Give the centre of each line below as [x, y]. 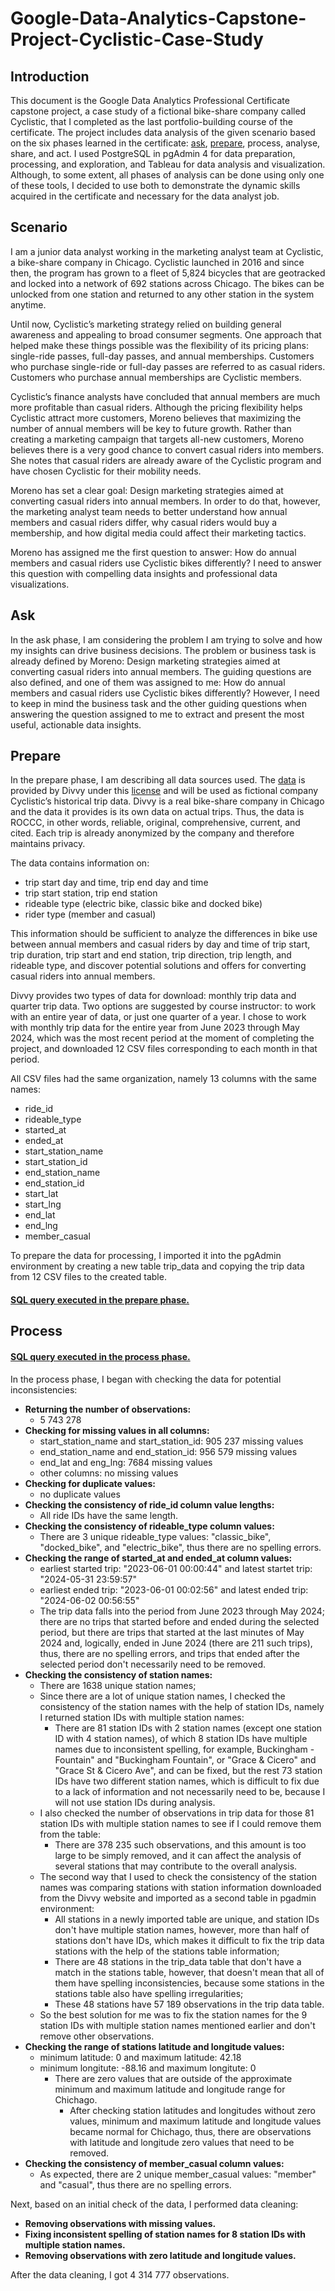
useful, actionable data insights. [76, 724]
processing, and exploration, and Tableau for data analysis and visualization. [168, 164]
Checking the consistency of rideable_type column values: [149, 1526]
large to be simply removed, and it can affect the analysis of [178, 1855]
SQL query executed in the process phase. [100, 1357]
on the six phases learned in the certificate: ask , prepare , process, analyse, [165, 143]
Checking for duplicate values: [90, 1483]
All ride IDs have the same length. [109, 1515]
